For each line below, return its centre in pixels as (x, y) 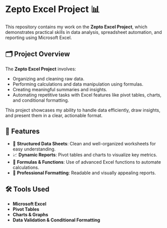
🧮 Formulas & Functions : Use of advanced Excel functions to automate (87, 162)
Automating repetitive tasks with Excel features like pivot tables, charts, (87, 95)
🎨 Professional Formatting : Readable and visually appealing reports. (84, 173)
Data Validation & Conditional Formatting (56, 220)
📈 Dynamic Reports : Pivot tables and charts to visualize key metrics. (85, 155)
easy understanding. (34, 149)
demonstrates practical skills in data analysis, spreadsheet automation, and (83, 32)
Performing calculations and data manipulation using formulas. (78, 84)
